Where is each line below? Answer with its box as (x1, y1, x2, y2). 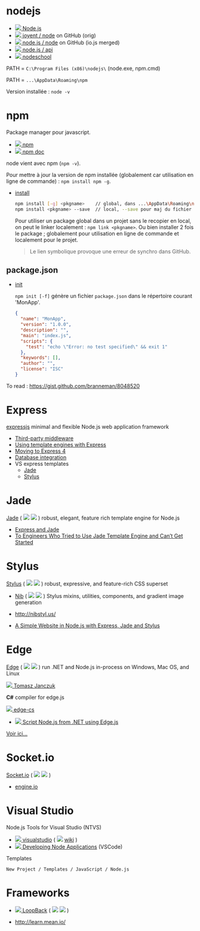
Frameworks (6, 886, 70, 899)
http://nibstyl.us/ (14, 610, 56, 617)
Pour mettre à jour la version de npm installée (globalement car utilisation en (6, 171, 194, 178)
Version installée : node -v (6, 88, 70, 95)
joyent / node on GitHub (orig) (22, 32, 97, 39)
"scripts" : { (20, 338, 53, 344)
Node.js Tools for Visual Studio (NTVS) (6, 823, 101, 831)
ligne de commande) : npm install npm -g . (6, 178, 111, 185)
